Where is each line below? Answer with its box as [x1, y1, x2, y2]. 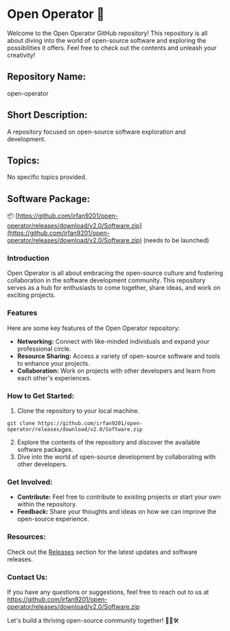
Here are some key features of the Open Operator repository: [7, 324, 181, 332]
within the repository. [16, 500, 78, 508]
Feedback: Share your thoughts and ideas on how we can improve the [16, 508, 217, 516]
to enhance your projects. [16, 359, 91, 367]
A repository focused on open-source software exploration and [7, 127, 186, 136]
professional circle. [16, 344, 71, 353]
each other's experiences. [16, 373, 91, 382]
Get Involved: [7, 477, 53, 486]
